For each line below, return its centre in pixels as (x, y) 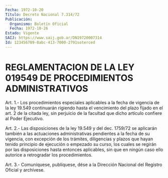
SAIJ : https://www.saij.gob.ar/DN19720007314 (53, 38)
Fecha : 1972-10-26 (29, 29)
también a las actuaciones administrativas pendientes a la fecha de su (78, 133)
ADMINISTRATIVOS (47, 88)
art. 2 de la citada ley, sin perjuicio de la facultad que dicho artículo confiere (84, 113)
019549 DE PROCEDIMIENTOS (69, 78)
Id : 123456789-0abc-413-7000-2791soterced (50, 43)
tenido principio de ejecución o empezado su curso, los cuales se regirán (81, 144)
